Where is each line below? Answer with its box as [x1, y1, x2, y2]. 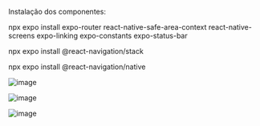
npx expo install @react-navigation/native [8, 62, 146, 71]
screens [8, 31, 35, 40]
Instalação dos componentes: [8, 7, 107, 16]
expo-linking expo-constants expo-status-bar [36, 31, 188, 40]
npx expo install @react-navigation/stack [8, 47, 144, 55]
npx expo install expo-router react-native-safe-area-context [8, 22, 207, 31]
